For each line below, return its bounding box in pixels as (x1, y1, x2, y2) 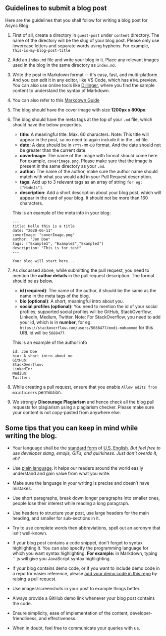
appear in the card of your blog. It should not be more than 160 (19, 195, 148, 201)
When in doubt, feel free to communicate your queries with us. (12, 625, 140, 631)
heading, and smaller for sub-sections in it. (12, 515, 100, 521)
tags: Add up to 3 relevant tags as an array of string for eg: (19, 179, 143, 185)
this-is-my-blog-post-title (12, 48, 70, 53)
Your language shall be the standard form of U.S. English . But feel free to (12, 445, 161, 451)
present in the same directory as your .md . (19, 163, 106, 169)
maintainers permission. (12, 389, 62, 395)
